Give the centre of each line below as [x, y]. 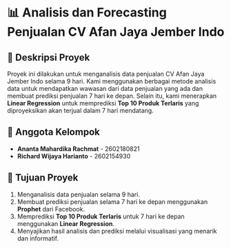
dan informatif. [38, 238]
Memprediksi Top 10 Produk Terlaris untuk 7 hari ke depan [101, 216]
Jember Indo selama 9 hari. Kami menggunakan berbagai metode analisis [112, 81]
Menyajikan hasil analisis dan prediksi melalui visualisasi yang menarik [117, 231]
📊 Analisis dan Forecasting [87, 13]
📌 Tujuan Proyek [43, 178]
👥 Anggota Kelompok [53, 132]
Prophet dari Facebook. [51, 209]
